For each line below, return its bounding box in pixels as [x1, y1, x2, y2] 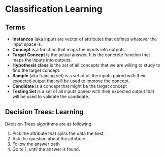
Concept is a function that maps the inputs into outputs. [12, 47, 126, 52]
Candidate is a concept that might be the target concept [12, 83, 127, 89]
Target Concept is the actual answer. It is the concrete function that [12, 52, 150, 58]
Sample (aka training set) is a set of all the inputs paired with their [12, 73, 146, 78]
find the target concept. [12, 67, 61, 73]
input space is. [12, 41, 42, 47]
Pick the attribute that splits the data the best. [12, 130, 105, 136]
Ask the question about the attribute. [12, 135, 87, 141]
